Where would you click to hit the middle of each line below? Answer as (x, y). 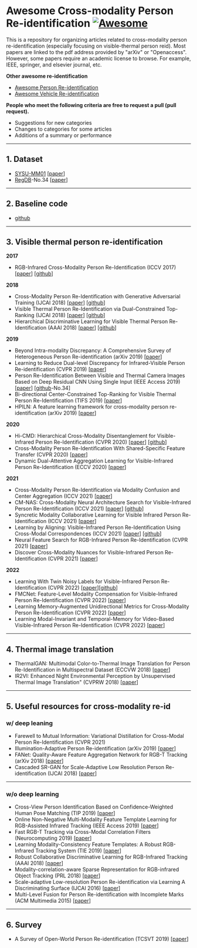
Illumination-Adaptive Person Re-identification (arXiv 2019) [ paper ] (95, 748)
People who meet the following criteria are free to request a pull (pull (91, 105)
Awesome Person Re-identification (56, 87)
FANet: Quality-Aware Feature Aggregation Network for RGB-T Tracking (101, 754)
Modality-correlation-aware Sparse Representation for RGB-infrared (97, 870)
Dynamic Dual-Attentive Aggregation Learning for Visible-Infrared (94, 461)
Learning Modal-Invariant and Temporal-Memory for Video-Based (94, 619)
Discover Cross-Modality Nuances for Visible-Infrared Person (89, 553)
